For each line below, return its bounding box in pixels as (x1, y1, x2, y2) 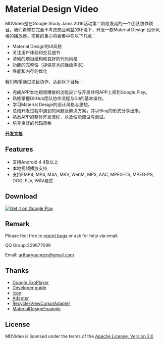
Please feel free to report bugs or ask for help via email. (5, 233, 119, 239)
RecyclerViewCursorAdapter (12, 300, 71, 306)
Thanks (5, 266, 29, 275)
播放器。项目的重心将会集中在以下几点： (13, 33, 97, 39)
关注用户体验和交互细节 (12, 49, 60, 55)
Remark (5, 219, 30, 228)
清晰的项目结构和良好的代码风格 (12, 55, 78, 61)
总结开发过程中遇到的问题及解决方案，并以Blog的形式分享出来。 (12, 107, 144, 113)
